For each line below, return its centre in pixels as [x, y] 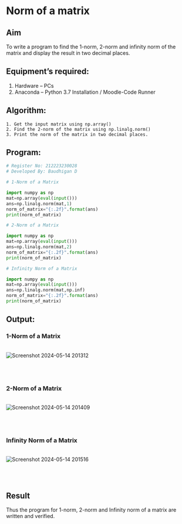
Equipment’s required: [48, 72]
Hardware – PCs [34, 85]
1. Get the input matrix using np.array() [59, 124]
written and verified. [31, 516]
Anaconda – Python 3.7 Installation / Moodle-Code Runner [85, 92]
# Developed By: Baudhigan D [42, 172]
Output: [21, 319]
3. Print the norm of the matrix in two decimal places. [77, 134]
